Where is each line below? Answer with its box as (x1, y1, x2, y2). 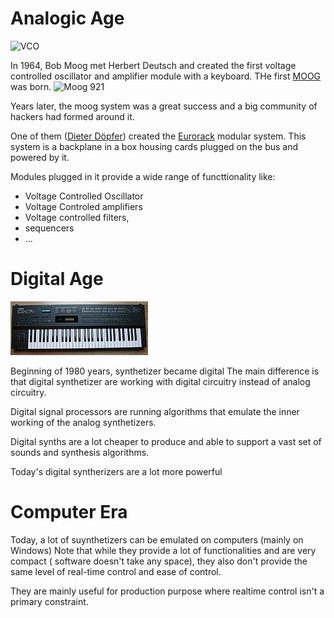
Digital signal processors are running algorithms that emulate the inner (10, 405, 300, 417)
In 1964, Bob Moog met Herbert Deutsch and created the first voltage (10, 59, 297, 71)
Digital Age (10, 268, 104, 291)
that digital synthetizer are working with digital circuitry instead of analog (10, 375, 311, 387)
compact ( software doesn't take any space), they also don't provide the (10, 555, 308, 567)
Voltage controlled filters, (24, 211, 130, 223)
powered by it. (10, 151, 70, 163)
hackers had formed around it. (10, 110, 135, 122)
